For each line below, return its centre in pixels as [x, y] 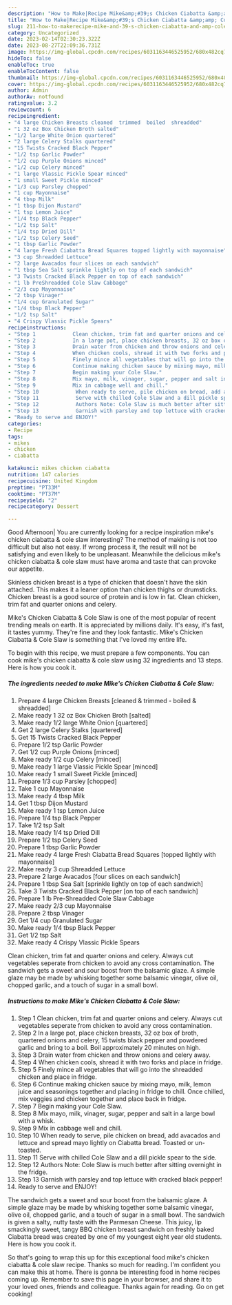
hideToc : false [30, 59]
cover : [17, 84]
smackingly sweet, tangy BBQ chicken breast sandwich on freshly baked [111, 1230]
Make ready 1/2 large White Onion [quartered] [83, 723]
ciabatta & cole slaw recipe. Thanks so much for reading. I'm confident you [114, 1265]
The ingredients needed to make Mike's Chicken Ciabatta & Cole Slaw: [111, 683]
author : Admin [28, 90]
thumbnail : [23, 78]
